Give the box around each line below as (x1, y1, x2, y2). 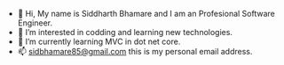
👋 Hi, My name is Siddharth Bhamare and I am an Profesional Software (17, 9, 275, 18)
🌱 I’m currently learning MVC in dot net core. (17, 36, 181, 47)
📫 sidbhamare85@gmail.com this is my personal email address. (17, 47, 253, 56)
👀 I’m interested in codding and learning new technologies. (17, 27, 233, 37)
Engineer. (17, 18, 53, 28)
